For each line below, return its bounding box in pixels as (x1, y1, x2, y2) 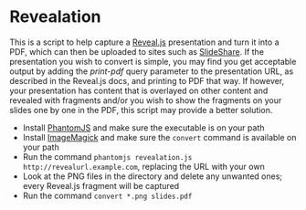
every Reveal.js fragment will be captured (22, 180, 180, 191)
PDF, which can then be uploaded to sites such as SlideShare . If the (9, 46, 265, 57)
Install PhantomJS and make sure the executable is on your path (22, 121, 265, 133)
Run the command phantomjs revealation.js (22, 151, 193, 162)
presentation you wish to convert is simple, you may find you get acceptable (9, 56, 297, 67)
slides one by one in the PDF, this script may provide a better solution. (9, 104, 273, 115)
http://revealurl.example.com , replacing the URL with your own (22, 161, 265, 172)
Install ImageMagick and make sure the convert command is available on (22, 131, 297, 142)
